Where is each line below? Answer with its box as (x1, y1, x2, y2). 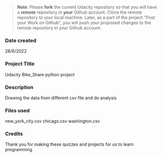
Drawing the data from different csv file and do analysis (5, 95, 117, 101)
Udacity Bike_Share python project (5, 71, 75, 77)
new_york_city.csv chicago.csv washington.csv (5, 118, 100, 124)
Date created (5, 37, 37, 44)
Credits (5, 131, 23, 137)
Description (5, 84, 34, 90)
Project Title (5, 61, 35, 67)
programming (5, 147, 33, 153)
